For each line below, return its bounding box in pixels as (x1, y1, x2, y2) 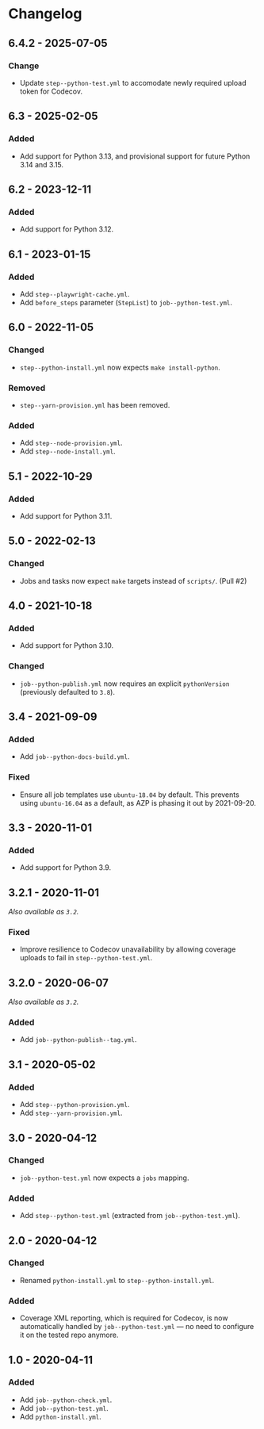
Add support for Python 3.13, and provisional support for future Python (19, 151, 251, 161)
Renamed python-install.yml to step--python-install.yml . (19, 1275, 215, 1285)
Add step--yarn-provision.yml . (19, 1108, 123, 1118)
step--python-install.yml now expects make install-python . (19, 362, 220, 372)
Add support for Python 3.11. (19, 511, 113, 520)
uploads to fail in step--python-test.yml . (19, 953, 153, 963)
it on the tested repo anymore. (19, 1330, 119, 1340)
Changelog (8, 5, 82, 23)
